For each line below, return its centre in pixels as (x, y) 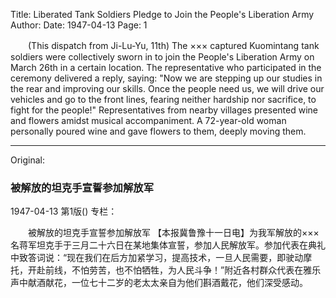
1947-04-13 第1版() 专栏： (64, 211)
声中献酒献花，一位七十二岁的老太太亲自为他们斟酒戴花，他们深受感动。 (159, 283)
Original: (28, 160)
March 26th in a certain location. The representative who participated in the (166, 67)
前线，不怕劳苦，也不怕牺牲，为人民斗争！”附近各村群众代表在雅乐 (183, 270)
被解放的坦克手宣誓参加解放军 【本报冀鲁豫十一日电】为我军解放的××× (173, 233)
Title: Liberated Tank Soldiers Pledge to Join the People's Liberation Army (162, 14)
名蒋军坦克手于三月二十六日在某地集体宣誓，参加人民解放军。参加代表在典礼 (168, 245)
